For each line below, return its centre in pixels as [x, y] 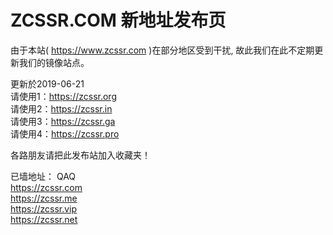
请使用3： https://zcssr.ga [63, 121]
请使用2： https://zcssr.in [61, 108]
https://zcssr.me [44, 198]
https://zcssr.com [46, 187]
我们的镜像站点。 [54, 62]
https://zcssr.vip [44, 208]
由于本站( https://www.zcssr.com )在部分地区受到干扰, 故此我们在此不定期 [162, 50]
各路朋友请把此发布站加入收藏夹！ [80, 155]
